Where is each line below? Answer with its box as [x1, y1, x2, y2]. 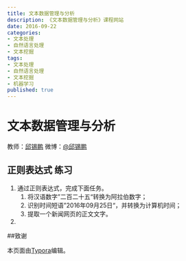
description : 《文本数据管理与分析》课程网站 [7, 16, 124, 23]
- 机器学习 [7, 80, 34, 87]
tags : [7, 55, 23, 62]
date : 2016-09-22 [7, 23, 57, 30]
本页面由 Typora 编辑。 [7, 246, 70, 254]
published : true [7, 87, 54, 93]
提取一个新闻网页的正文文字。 [27, 209, 112, 218]
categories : [7, 29, 41, 36]
